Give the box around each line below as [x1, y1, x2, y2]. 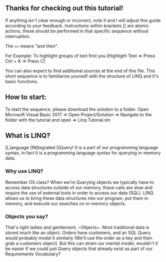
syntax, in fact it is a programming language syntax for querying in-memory [5, 150, 161, 156]
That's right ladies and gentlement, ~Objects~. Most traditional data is [5, 224, 149, 230]
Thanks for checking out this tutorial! [5, 4, 123, 13]
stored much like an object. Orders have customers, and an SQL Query [5, 230, 151, 236]
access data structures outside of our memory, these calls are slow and [5, 184, 152, 190]
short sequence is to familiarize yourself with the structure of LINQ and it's [5, 73, 159, 79]
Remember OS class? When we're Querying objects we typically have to [5, 179, 154, 185]
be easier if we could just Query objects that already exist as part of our [5, 245, 153, 252]
